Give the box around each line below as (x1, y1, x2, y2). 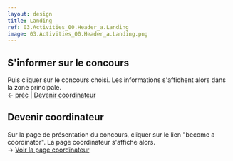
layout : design (7, 10, 53, 18)
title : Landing (7, 17, 53, 24)
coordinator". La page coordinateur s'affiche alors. (7, 137, 155, 146)
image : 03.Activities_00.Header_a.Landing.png (7, 30, 148, 38)
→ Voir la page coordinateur (7, 145, 90, 154)
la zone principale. (7, 83, 62, 92)
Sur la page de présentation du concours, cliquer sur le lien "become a (7, 130, 215, 139)
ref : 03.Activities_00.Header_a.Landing (7, 24, 130, 31)
